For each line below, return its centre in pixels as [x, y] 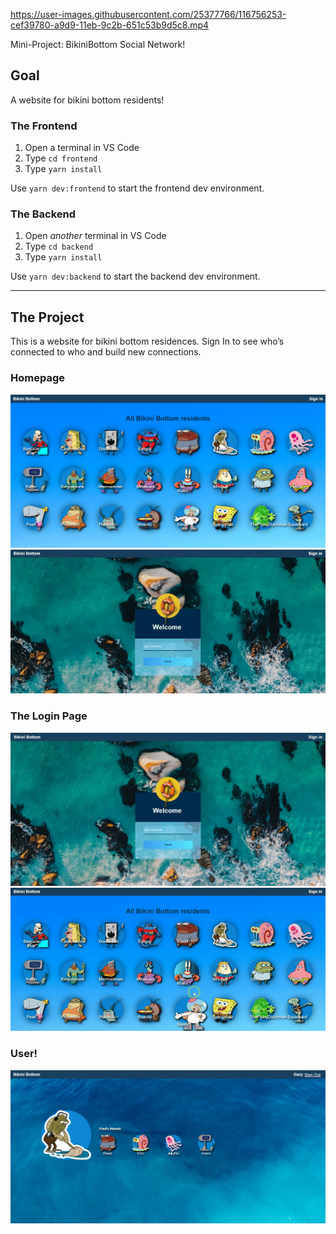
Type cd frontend [61, 158]
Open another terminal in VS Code [95, 236]
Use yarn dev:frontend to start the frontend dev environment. [137, 188]
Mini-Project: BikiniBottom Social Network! [98, 44]
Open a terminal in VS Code [82, 148]
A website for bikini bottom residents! [87, 100]
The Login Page [49, 716]
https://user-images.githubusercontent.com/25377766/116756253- [148, 14]
